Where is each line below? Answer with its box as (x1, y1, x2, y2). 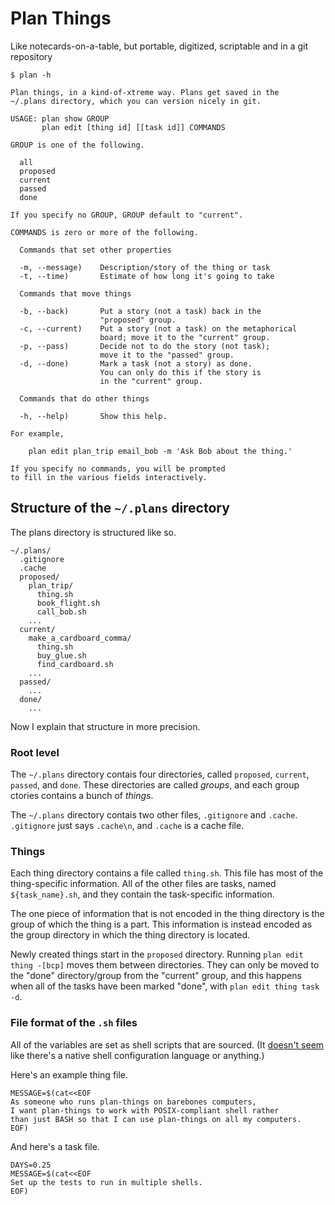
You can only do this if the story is (99, 367, 262, 377)
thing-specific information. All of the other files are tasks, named (10, 878, 277, 890)
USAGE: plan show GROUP (10, 113, 110, 124)
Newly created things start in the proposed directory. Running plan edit (10, 948, 304, 961)
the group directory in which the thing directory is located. (10, 929, 251, 941)
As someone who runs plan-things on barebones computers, (10, 1097, 257, 1107)
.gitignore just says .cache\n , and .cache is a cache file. (10, 820, 245, 832)
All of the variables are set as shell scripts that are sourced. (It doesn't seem (10, 1038, 325, 1051)
